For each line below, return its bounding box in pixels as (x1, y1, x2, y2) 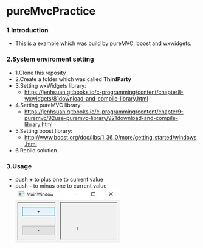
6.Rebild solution (15, 146, 57, 154)
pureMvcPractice (6, 4, 96, 18)
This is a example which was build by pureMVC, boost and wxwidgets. (15, 40, 192, 47)
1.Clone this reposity (15, 69, 66, 76)
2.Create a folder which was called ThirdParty (15, 75, 132, 83)
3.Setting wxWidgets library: (15, 82, 86, 89)
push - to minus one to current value (15, 182, 107, 190)
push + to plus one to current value (15, 175, 103, 183)
